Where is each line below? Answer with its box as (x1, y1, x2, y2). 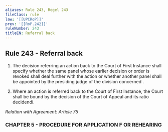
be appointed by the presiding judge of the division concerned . (12, 78, 144, 84)
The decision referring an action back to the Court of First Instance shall (12, 62, 162, 68)
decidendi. (12, 99, 35, 105)
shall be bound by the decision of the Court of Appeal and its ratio (12, 93, 149, 99)
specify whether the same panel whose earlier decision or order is (12, 68, 150, 74)
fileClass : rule (5, 12, 39, 17)
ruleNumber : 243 (5, 26, 39, 31)
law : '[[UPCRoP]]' (5, 17, 44, 22)
